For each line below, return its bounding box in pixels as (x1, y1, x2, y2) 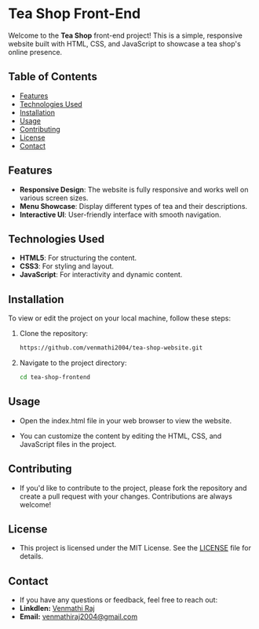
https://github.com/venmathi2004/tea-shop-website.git (19, 344, 203, 352)
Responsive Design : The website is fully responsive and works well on (19, 185, 249, 194)
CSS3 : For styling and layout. (19, 261, 115, 271)
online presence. (8, 47, 63, 57)
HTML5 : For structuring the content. (19, 253, 137, 263)
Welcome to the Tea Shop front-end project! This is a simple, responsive (8, 31, 243, 40)
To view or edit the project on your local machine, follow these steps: (8, 313, 232, 323)
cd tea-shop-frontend (19, 374, 90, 382)
